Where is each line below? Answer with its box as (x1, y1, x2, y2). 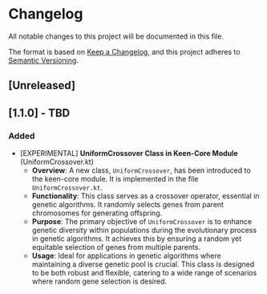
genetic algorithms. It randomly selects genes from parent (31, 200, 225, 210)
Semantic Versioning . (8, 55, 79, 65)
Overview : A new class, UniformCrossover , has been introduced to (31, 165, 251, 175)
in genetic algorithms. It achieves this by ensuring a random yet (31, 234, 242, 243)
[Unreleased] (8, 79, 76, 92)
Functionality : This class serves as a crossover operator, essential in (31, 191, 260, 201)
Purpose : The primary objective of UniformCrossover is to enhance (31, 217, 253, 227)
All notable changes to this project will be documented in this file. (8, 31, 225, 41)
